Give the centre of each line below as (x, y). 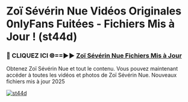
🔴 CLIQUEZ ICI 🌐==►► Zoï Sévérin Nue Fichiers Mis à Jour (94, 56)
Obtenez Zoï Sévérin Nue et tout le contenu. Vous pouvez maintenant (92, 69)
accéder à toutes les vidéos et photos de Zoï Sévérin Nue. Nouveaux (92, 75)
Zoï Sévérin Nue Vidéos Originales (94, 11)
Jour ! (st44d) (42, 37)
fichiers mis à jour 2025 (36, 81)
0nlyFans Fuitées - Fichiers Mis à (91, 24)
